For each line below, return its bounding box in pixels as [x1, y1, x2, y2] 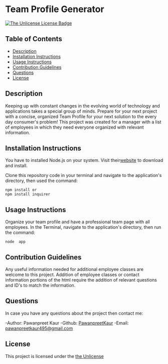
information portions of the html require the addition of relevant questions [5, 277, 157, 283]
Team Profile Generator [5, 4, 104, 15]
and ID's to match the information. [5, 283, 76, 288]
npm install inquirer [5, 192, 51, 197]
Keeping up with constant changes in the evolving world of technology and [5, 103, 160, 109]
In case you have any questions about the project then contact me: [5, 310, 143, 316]
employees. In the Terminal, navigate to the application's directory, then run [5, 224, 161, 230]
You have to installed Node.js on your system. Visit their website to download [5, 157, 163, 163]
